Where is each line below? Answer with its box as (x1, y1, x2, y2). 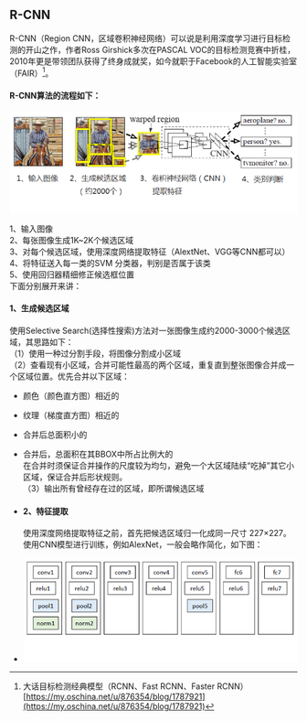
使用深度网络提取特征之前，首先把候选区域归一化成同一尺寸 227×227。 (22, 528, 291, 539)
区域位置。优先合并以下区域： (16, 371, 130, 382)
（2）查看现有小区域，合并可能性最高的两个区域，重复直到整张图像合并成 (9, 359, 287, 370)
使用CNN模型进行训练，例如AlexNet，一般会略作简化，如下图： (22, 539, 263, 550)
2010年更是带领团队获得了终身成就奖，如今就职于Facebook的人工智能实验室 (9, 55, 297, 67)
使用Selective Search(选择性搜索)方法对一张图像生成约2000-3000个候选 (9, 325, 283, 336)
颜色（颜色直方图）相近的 (22, 390, 120, 401)
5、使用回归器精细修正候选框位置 (9, 269, 135, 280)
